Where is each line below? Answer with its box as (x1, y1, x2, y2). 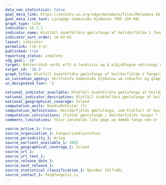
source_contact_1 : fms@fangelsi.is (5, 172, 79, 177)
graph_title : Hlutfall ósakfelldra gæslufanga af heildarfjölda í (5, 72, 145, 77)
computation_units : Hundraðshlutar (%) (5, 103, 87, 109)
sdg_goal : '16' (5, 58, 37, 63)
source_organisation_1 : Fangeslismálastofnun (5, 131, 100, 136)
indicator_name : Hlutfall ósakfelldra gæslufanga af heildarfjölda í (5, 30, 152, 35)
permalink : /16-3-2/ (5, 44, 48, 49)
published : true (5, 48, 39, 53)
